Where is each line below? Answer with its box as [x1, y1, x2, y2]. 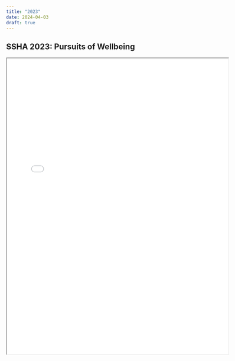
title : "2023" [6, 8, 41, 15]
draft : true [6, 20, 35, 25]
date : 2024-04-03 [6, 14, 49, 20]
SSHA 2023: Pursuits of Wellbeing [6, 41, 135, 51]
